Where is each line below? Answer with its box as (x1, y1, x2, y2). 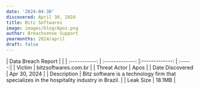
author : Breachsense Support (6, 31, 79, 37)
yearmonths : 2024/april (6, 36, 66, 42)
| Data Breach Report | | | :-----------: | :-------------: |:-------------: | (6, 57, 178, 65)
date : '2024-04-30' (6, 8, 55, 15)
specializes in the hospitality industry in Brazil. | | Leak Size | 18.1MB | (6, 76, 176, 83)
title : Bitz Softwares (6, 19, 63, 25)
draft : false (6, 42, 39, 48)
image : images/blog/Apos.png (6, 25, 79, 31)
